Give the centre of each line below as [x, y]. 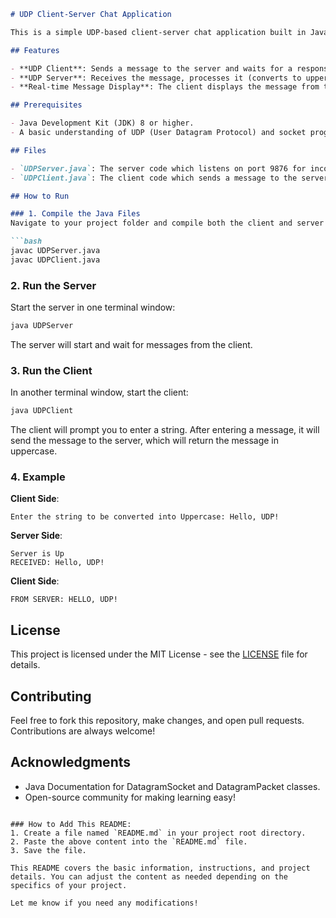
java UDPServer [42, 326]
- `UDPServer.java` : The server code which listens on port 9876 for [158, 168]
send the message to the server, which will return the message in [144, 441]
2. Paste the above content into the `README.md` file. [129, 841]
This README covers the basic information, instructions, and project [160, 868]
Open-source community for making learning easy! [130, 797]
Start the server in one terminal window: [93, 307]
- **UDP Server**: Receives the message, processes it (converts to [156, 78]
